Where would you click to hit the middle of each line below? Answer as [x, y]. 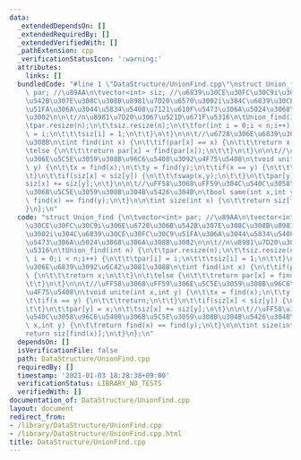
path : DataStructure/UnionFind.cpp [84, 359]
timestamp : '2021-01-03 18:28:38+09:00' [94, 375]
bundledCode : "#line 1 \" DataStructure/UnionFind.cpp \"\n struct [140, 84]
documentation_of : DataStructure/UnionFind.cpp [100, 400]
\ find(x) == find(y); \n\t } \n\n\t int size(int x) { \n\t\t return [148, 201]
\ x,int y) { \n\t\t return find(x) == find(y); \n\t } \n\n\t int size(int [160, 326]
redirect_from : [38, 417]
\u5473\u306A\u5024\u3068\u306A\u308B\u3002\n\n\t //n [128, 243]
